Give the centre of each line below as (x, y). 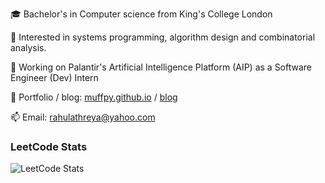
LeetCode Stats (49, 146)
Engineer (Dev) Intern (54, 77)
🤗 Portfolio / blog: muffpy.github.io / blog (94, 97)
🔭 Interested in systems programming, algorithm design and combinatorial (163, 37)
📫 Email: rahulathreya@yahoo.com (83, 117)
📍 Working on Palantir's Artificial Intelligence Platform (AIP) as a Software (161, 67)
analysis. (28, 47)
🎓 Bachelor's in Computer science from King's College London (141, 14)
